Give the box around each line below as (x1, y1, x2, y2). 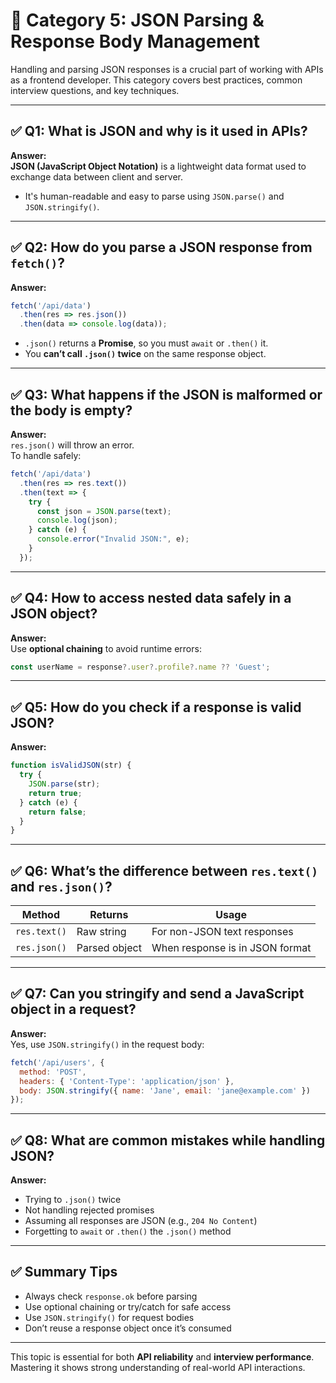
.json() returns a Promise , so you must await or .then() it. (24, 337, 269, 349)
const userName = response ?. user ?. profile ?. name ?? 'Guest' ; (10, 662, 271, 672)
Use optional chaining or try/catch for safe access (24, 1300, 232, 1313)
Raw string (76, 925, 127, 939)
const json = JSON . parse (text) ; (36, 506, 172, 516)
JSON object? (10, 605, 98, 623)
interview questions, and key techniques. (10, 84, 180, 96)
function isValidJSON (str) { (10, 760, 132, 771)
